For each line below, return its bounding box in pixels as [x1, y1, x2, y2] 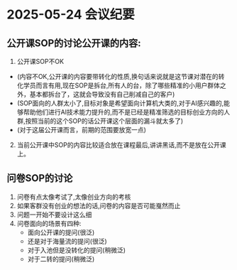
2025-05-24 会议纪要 [6, 6, 136, 23]
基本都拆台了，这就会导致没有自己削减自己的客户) [29, 90, 175, 98]
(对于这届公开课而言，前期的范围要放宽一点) [16, 126, 147, 134]
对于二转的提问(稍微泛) [27, 254, 95, 263]
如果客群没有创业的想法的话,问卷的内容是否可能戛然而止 [16, 201, 181, 210]
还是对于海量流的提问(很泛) [27, 237, 107, 245]
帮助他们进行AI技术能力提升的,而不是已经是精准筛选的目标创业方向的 [23, 108, 224, 116]
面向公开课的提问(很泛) [27, 228, 95, 237]
